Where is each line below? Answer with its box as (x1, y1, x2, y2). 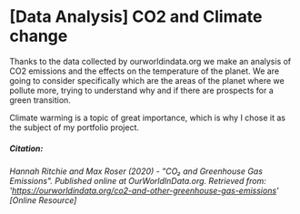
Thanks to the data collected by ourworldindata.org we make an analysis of (9, 56, 292, 66)
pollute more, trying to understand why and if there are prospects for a (9, 85, 275, 96)
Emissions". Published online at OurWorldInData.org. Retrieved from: (9, 175, 266, 186)
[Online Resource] (9, 194, 77, 206)
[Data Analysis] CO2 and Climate (9, 6, 263, 27)
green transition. (9, 94, 71, 106)
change (9, 25, 68, 46)
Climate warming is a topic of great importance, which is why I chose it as (9, 112, 286, 123)
